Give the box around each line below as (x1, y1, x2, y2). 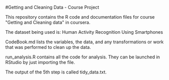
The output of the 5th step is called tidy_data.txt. (5, 69, 107, 75)
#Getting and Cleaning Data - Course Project (5, 5, 99, 10)
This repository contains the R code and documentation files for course (5, 14, 155, 20)
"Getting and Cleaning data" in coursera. (5, 20, 91, 25)
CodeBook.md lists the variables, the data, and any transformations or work (5, 39, 164, 45)
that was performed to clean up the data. (5, 44, 91, 50)
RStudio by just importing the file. (5, 59, 75, 65)
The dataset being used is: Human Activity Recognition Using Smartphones (5, 29, 163, 35)
